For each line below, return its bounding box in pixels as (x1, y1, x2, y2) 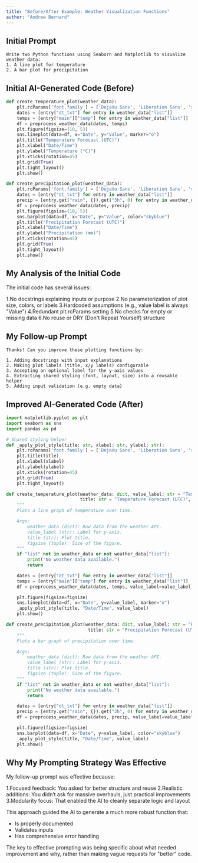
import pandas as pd (6, 426, 57, 431)
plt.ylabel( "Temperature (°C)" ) (16, 148, 96, 154)
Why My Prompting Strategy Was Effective (6, 757, 167, 767)
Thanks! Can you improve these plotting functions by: (6, 347, 144, 353)
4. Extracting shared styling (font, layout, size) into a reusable (6, 373, 178, 379)
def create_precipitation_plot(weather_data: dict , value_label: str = (6, 622, 186, 627)
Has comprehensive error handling (14, 833, 99, 840)
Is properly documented (14, 820, 74, 827)
